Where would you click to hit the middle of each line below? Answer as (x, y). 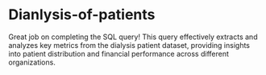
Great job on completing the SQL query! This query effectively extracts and (133, 37)
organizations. (32, 62)
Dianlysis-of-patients (82, 15)
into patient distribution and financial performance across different (119, 53)
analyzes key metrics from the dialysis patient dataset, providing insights (129, 45)
